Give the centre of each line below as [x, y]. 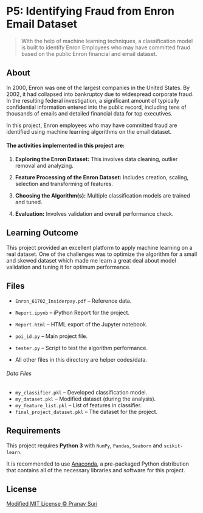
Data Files [19, 374]
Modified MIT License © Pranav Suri [52, 504]
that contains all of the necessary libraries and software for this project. [96, 470]
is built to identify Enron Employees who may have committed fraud [105, 47]
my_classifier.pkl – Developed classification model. [81, 392]
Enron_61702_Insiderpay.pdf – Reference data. [73, 301]
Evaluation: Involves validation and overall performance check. [94, 213]
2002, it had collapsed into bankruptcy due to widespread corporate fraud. [100, 94]
